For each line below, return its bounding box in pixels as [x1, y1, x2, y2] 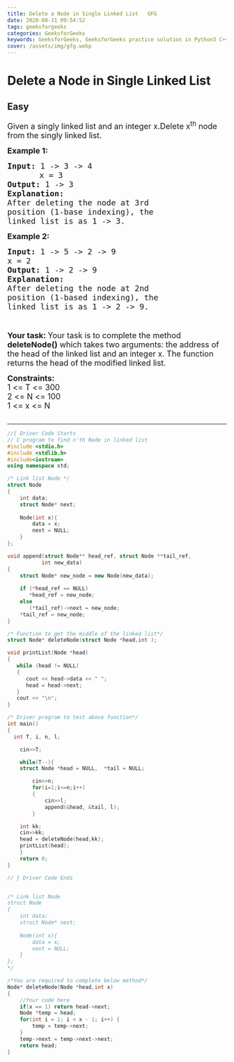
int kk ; [19, 822, 42, 830]
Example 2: [7, 231, 50, 241]
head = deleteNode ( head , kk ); [19, 836, 104, 843]
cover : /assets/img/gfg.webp [7, 43, 92, 50]
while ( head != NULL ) [16, 662, 79, 669]
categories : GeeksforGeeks [7, 29, 86, 37]
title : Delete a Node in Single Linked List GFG [7, 10, 157, 17]
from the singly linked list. [7, 131, 102, 140]
